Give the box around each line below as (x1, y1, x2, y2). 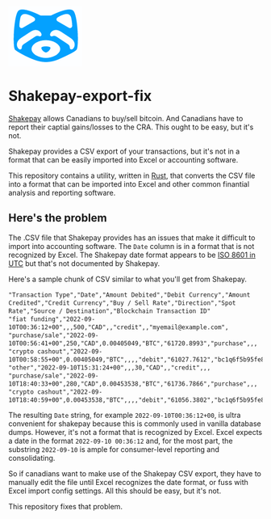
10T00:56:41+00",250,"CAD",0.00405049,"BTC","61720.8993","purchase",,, (8, 339, 258, 348)
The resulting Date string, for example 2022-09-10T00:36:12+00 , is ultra (8, 410, 241, 420)
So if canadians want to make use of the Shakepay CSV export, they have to (8, 468, 262, 479)
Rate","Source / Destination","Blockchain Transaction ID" (8, 306, 211, 315)
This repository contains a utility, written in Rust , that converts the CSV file (8, 171, 256, 180)
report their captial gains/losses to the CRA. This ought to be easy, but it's (8, 122, 254, 132)
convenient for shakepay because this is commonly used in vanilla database (8, 419, 261, 428)
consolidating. (8, 453, 56, 462)
